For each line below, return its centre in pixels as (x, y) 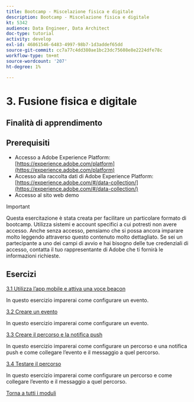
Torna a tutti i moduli (31, 393)
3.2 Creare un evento (32, 311)
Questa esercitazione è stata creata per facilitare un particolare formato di (96, 218)
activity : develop (29, 39)
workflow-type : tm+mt (33, 56)
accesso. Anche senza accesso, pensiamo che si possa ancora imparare (95, 230)
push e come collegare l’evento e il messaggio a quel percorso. (83, 352)
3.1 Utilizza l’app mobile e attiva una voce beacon (66, 288)
